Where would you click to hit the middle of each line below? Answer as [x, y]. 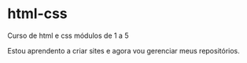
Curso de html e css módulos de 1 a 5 [68, 35]
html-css [37, 14]
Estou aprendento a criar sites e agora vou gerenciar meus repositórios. [124, 50]
